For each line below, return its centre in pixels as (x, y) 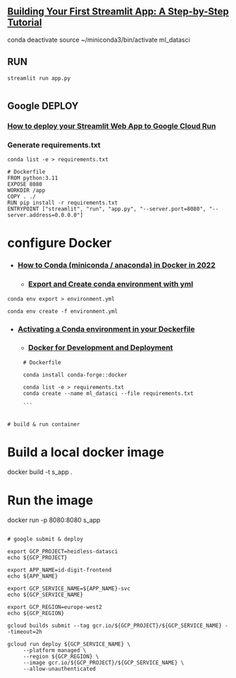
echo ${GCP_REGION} (36, 613)
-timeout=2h (25, 631)
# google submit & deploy (45, 539)
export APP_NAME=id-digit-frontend (60, 570)
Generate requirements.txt (54, 145)
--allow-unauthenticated (60, 669)
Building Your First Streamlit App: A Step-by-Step (118, 12)
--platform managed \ (55, 650)
